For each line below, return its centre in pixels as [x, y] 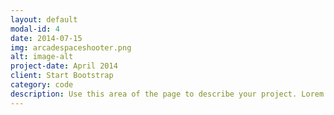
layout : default [44, 19]
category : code [42, 85]
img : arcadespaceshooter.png [71, 47]
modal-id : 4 [35, 29]
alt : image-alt [42, 57]
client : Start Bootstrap [62, 76]
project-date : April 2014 [64, 66]
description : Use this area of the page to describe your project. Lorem [167, 94]
